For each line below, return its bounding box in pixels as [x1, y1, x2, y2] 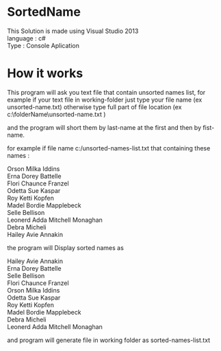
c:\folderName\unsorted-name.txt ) [7, 110, 106, 118]
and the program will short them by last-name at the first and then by [7, 123, 202, 131]
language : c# [7, 34, 46, 42]
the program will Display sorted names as [7, 243, 125, 251]
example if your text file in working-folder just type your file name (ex [7, 95, 203, 104]
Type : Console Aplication [7, 41, 80, 49]
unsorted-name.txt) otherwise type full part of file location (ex [7, 102, 182, 111]
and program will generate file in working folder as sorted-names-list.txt [7, 336, 211, 344]
